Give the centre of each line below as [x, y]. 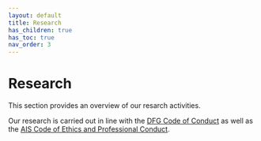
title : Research [35, 23]
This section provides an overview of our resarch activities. [104, 106]
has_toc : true [32, 37]
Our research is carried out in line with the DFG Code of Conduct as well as [130, 121]
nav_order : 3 [30, 45]
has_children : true [40, 30]
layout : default [35, 15]
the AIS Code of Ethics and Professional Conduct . [89, 129]
